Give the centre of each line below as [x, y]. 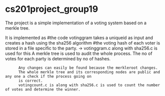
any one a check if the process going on [48, 76]
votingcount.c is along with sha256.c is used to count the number [89, 85]
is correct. [30, 81]
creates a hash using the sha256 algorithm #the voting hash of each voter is [83, 43]
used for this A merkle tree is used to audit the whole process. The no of [79, 53]
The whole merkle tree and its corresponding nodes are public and [89, 72]
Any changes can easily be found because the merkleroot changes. [88, 68]
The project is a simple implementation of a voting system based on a [76, 23]
